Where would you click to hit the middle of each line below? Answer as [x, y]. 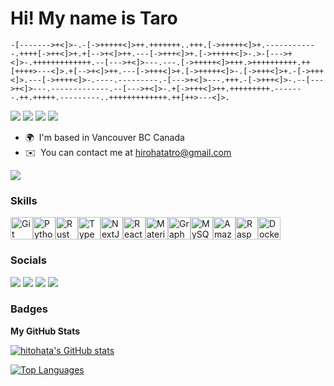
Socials [28, 260]
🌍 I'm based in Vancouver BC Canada [104, 137]
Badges [29, 309]
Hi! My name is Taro [94, 18]
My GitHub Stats [45, 331]
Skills [24, 200]
